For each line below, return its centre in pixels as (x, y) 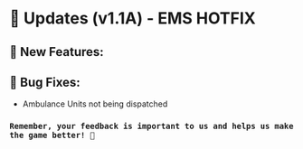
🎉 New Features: (57, 52)
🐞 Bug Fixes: (45, 82)
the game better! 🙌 (52, 135)
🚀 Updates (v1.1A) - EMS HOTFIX (133, 19)
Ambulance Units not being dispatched (95, 104)
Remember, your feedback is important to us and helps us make (151, 126)
